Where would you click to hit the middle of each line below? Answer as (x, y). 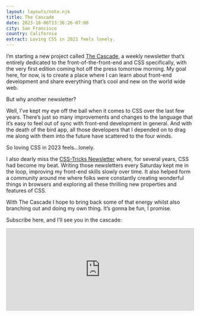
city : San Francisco (32, 28)
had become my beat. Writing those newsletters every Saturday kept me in (97, 165)
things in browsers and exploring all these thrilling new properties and (91, 184)
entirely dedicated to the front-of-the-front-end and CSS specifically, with (96, 62)
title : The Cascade (30, 17)
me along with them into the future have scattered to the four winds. (89, 136)
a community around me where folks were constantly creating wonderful (95, 178)
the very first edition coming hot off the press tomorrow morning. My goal (96, 69)
